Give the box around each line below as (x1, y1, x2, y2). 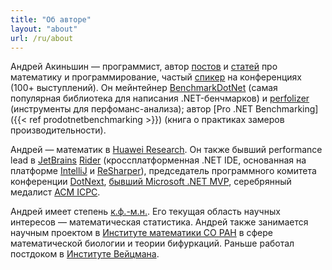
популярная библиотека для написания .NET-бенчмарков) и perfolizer (10, 92, 310, 105)
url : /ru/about (10, 33, 74, 43)
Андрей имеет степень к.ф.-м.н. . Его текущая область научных (10, 206, 281, 218)
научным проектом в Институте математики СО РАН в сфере (10, 227, 274, 239)
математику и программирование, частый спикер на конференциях (10, 71, 302, 83)
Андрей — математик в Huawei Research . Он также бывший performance (10, 144, 323, 156)
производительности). (10, 124, 107, 136)
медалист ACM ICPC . (10, 186, 101, 198)
